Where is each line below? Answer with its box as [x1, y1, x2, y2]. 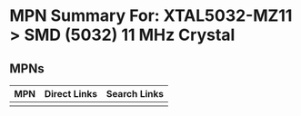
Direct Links [44, 88, 98, 100]
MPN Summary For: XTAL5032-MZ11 [9, 5, 293, 26]
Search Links [105, 88, 165, 100]
